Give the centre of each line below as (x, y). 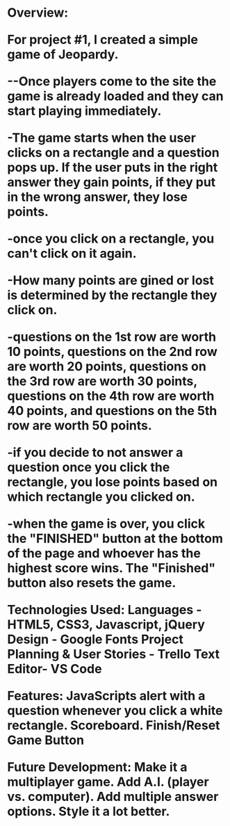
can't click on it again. (72, 253)
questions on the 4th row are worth (111, 396)
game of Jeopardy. (63, 55)
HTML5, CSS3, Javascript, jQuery (106, 625)
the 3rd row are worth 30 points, (102, 381)
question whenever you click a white (115, 711)
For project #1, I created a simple (102, 40)
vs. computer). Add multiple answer (113, 797)
